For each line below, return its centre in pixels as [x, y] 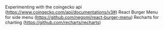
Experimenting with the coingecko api [43, 7]
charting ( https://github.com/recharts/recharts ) [53, 22]
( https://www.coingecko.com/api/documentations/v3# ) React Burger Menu [82, 12]
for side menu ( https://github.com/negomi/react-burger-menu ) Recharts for [82, 17]
